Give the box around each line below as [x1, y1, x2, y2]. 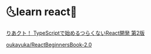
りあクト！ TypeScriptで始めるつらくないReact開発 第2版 [6, 29, 145, 36]
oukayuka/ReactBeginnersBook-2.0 [6, 41, 92, 48]
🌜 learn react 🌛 [6, 5, 78, 19]
